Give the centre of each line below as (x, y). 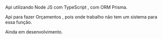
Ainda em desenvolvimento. (34, 32)
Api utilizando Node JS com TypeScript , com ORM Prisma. (66, 7)
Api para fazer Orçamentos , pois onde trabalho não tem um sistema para (81, 17)
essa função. (19, 22)
